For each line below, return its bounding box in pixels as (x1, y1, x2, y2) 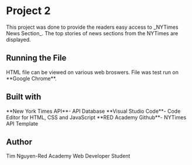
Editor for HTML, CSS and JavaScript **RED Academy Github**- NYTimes (6, 113, 187, 121)
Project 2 (6, 4, 51, 18)
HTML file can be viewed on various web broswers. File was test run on (6, 69, 179, 76)
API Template (6, 120, 39, 127)
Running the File (6, 53, 67, 63)
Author (6, 137, 32, 147)
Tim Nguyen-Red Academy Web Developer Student (6, 153, 131, 160)
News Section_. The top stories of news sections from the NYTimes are (6, 29, 179, 36)
